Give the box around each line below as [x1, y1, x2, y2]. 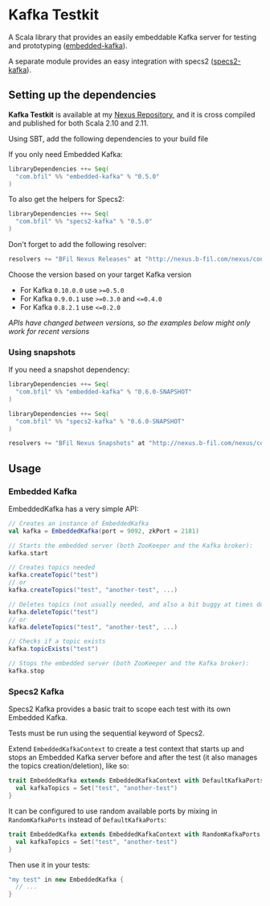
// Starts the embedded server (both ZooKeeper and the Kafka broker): [8, 542, 253, 550]
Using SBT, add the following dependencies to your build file [8, 134, 209, 143]
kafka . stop [8, 667, 45, 675]
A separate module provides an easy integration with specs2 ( [8, 56, 215, 66]
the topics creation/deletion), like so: [8, 761, 130, 771]
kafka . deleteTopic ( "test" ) [8, 607, 99, 616]
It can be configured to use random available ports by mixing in [8, 806, 218, 816]
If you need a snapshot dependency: [8, 364, 130, 375]
